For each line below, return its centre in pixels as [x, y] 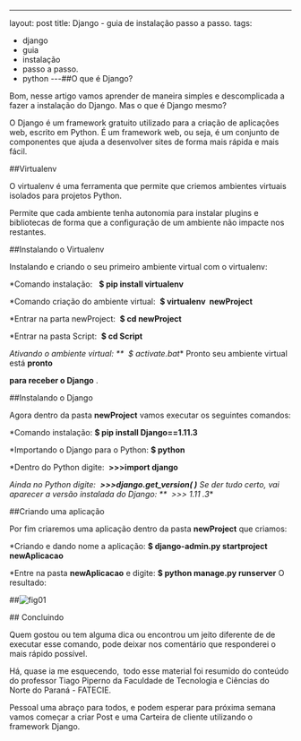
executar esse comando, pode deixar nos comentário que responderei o [142, 644]
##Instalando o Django [52, 398]
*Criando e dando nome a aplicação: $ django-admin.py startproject [138, 546]
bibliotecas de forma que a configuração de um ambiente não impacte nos [147, 222]
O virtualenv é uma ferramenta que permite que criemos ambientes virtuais [148, 186]
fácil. [18, 151]
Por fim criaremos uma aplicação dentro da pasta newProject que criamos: [148, 529]
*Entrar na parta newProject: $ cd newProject [95, 319]
